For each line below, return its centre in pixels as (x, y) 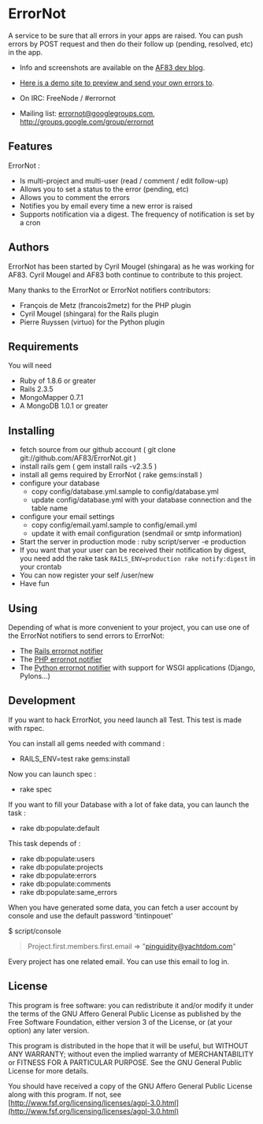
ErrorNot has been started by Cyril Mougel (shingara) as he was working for (131, 266)
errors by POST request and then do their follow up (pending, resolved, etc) (131, 43)
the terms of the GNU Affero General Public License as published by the (125, 1014)
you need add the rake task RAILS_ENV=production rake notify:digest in (137, 558)
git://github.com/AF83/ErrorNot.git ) (78, 458)
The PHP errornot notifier (61, 659)
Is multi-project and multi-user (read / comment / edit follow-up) (124, 180)
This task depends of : (44, 843)
